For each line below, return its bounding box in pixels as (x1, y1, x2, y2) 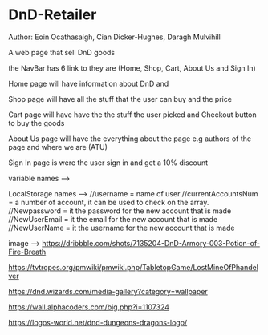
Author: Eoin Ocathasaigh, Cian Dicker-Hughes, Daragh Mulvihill (8, 32, 221, 42)
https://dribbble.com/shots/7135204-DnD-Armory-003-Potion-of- (41, 238, 261, 248)
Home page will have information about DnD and (8, 79, 169, 88)
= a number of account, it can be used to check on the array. (8, 197, 209, 207)
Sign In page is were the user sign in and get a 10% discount (8, 158, 209, 167)
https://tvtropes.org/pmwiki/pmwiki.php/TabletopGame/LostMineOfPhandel (8, 262, 259, 272)
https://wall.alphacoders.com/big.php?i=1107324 (8, 302, 170, 312)
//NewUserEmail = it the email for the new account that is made (8, 214, 218, 224)
